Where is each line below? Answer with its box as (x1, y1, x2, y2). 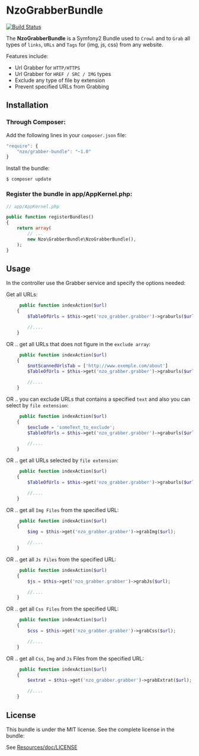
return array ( (17, 225, 52, 232)
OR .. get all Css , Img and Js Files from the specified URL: (6, 654, 144, 662)
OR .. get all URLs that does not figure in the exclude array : (6, 340, 151, 347)
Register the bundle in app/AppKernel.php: (6, 190, 133, 198)
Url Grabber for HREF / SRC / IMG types (14, 70, 111, 77)
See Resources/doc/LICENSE (6, 744, 78, 751)
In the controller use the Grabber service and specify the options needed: (6, 280, 185, 287)
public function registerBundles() (6, 214, 94, 220)
